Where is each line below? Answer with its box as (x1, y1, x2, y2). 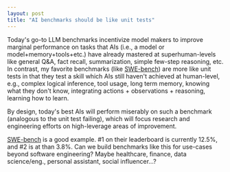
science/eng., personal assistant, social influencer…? (7, 157, 157, 165)
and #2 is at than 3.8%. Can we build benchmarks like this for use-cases (7, 142, 213, 151)
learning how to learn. (7, 94, 69, 102)
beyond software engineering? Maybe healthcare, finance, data (7, 149, 187, 158)
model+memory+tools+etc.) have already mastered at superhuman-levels (7, 50, 216, 58)
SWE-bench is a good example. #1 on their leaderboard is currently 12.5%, (7, 135, 218, 143)
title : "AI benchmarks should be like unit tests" (7, 17, 155, 23)
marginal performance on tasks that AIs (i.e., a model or (7, 43, 165, 51)
